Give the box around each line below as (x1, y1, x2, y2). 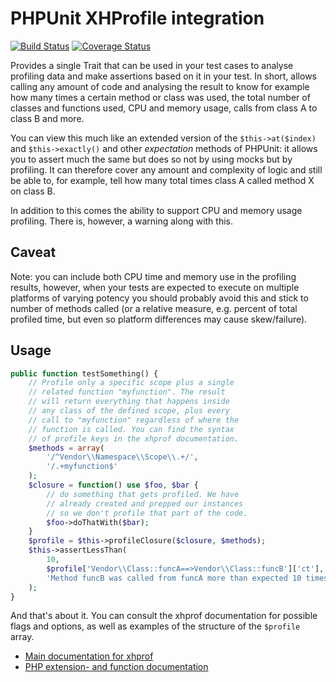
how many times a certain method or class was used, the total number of (10, 91, 311, 103)
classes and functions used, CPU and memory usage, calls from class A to (10, 102, 318, 114)
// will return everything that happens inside (28, 397, 230, 407)
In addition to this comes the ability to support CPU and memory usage (10, 204, 303, 216)
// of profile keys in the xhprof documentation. (28, 433, 240, 444)
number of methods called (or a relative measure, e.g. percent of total (10, 302, 298, 314)
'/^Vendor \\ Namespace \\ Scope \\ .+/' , (46, 452, 199, 462)
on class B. (10, 185, 56, 197)
